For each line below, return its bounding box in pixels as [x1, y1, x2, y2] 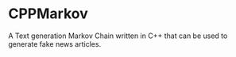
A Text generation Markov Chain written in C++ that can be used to [8, 31, 228, 40]
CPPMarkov [8, 5, 89, 23]
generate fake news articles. [8, 39, 102, 48]
